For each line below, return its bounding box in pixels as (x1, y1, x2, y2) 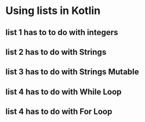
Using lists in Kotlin (5, 4, 101, 18)
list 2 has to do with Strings (5, 47, 106, 57)
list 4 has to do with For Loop (5, 107, 112, 117)
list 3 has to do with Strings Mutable (5, 67, 140, 77)
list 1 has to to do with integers (5, 27, 118, 37)
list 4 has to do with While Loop (5, 86, 122, 97)
